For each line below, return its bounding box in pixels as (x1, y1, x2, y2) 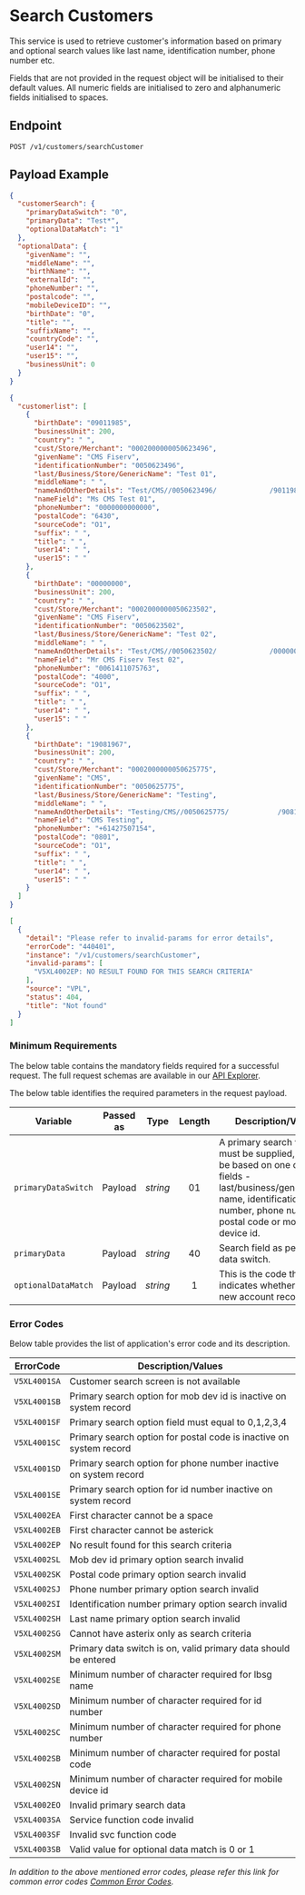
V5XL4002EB (14, 1525, 61, 1536)
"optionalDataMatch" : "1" (25, 224, 124, 234)
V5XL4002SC (14, 1728, 61, 1738)
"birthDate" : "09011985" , (33, 419, 132, 428)
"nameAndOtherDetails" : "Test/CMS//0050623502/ (33, 646, 218, 655)
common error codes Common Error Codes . (9, 1876, 174, 1887)
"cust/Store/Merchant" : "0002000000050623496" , (33, 444, 218, 453)
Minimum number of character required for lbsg (69, 1669, 272, 1681)
